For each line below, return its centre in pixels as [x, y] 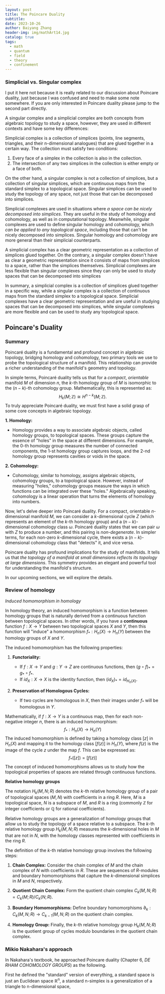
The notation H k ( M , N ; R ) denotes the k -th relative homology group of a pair [82, 792]
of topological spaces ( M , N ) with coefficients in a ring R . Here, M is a [75, 797]
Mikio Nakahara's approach [39, 950]
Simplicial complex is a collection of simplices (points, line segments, [75, 138]
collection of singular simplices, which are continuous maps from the [75, 184]
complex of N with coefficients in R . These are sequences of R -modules [85, 871]
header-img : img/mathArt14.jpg [37, 33]
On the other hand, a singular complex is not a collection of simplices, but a [82, 178]
